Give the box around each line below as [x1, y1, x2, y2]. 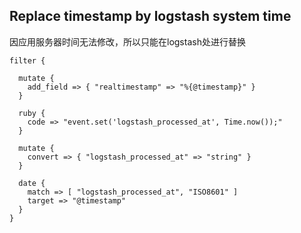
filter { [9, 55, 46, 66]
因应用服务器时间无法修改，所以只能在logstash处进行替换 [9, 35, 246, 48]
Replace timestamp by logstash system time [9, 8, 292, 25]
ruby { [18, 108, 46, 118]
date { [18, 178, 46, 188]
